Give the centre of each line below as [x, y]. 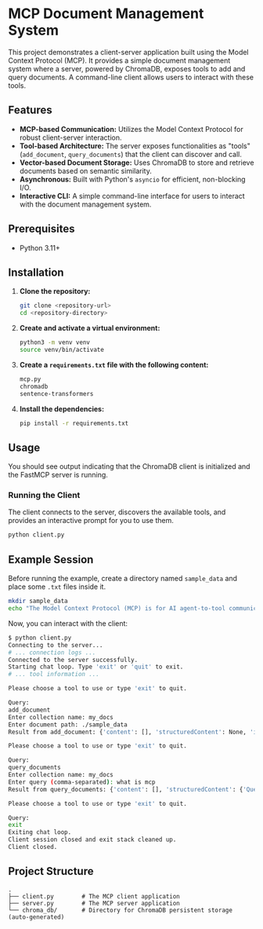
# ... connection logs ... [52, 653]
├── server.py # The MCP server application [94, 903]
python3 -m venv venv [55, 342]
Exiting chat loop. [40, 832]
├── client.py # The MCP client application [94, 896]
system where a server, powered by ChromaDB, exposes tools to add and [127, 68]
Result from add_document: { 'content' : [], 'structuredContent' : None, [127, 732]
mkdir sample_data [38, 602]
